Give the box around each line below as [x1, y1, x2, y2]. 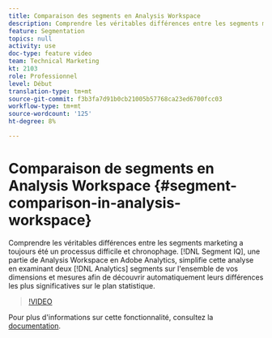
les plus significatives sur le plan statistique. [8, 280, 155, 290]
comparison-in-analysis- [8, 194, 181, 212]
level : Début [8, 79, 53, 88]
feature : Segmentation [8, 27, 85, 35]
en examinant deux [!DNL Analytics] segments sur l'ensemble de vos [8, 263, 239, 273]
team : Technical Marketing [8, 58, 100, 66]
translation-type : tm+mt [8, 87, 92, 96]
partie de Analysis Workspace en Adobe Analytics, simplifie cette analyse [8, 255, 254, 264]
